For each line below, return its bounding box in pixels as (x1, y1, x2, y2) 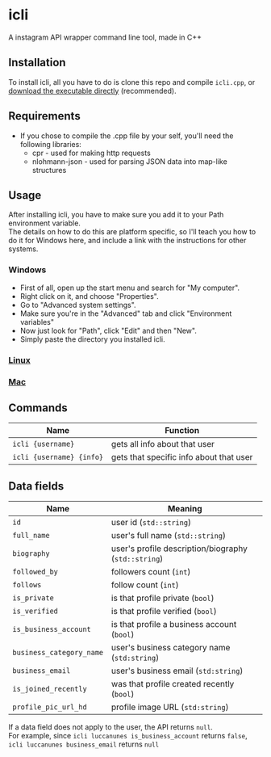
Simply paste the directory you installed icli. (19, 334, 165, 344)
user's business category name (111, 642, 231, 654)
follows (12, 580, 42, 590)
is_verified (12, 607, 59, 616)
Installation (8, 56, 66, 69)
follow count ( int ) (111, 579, 179, 591)
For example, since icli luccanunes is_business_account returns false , (8, 731, 248, 741)
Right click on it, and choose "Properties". (19, 291, 159, 301)
